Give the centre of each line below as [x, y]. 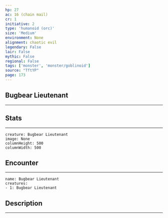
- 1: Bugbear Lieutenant [31, 188]
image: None [17, 139]
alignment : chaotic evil [31, 43]
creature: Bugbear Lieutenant [37, 134]
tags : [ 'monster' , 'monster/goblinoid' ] [48, 66]
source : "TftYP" [22, 71]
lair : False [17, 52]
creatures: [16, 183]
